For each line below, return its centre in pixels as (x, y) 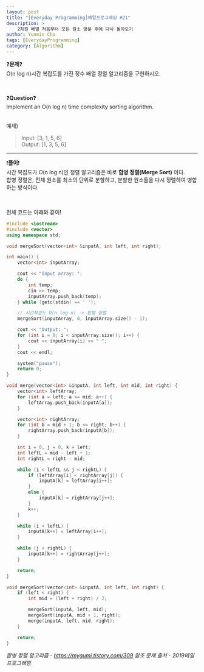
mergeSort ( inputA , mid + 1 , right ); (74, 615)
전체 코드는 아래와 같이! (34, 212)
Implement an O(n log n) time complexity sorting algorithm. (80, 107)
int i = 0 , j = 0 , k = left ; (54, 447)
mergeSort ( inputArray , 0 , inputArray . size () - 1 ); (83, 319)
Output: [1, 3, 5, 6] (44, 144)
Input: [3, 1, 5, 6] (41, 138)
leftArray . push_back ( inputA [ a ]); (70, 403)
